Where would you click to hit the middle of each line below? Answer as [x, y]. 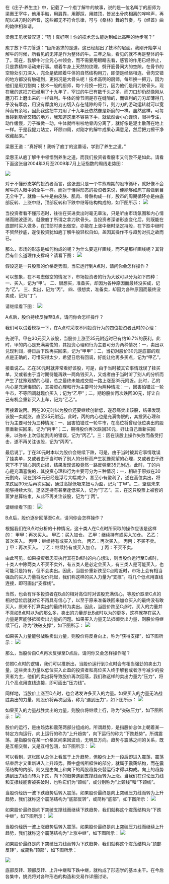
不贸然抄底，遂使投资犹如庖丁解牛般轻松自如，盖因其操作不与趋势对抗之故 [82, 232]
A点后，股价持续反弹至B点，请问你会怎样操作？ [55, 317]
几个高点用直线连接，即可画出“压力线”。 [47, 683]
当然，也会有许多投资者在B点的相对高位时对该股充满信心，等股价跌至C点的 [83, 594]
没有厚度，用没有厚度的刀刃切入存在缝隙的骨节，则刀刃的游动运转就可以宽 [87, 104]
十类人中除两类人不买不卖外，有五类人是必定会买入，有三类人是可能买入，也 [84, 564]
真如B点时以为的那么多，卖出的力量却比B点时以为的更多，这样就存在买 [83, 613]
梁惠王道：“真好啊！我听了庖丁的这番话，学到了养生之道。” [66, 146]
